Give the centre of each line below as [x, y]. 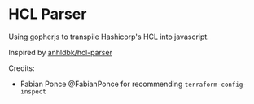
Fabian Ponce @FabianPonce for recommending [101, 84]
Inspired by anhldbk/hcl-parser [60, 52]
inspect [33, 91]
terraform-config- [215, 84]
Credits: [22, 68]
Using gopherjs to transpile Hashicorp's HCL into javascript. [109, 37]
